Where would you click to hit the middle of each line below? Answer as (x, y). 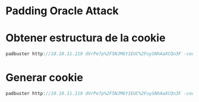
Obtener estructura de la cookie (86, 38)
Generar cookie (45, 78)
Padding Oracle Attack (62, 11)
